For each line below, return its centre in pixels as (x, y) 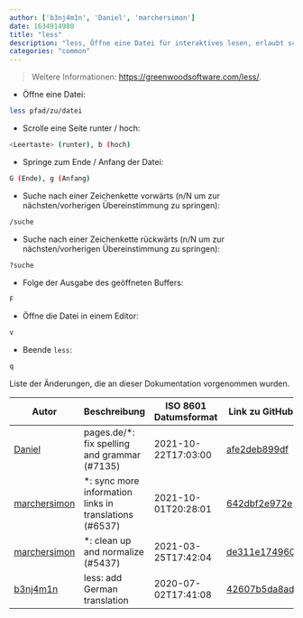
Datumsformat (186, 418)
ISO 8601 (186, 406)
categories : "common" (50, 51)
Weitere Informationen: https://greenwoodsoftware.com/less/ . (146, 77)
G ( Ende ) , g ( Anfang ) (50, 178)
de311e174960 (261, 552)
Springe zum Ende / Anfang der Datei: (93, 161)
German (101, 589)
